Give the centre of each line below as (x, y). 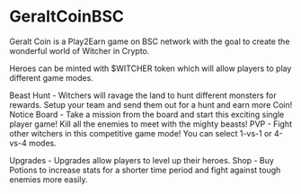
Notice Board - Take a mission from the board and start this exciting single (147, 114)
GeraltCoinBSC (66, 17)
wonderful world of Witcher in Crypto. (80, 50)
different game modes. (52, 77)
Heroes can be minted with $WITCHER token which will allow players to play (150, 68)
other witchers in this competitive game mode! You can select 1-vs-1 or (141, 133)
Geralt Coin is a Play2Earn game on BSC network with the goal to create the (150, 41)
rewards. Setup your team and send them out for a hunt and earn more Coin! (151, 104)
